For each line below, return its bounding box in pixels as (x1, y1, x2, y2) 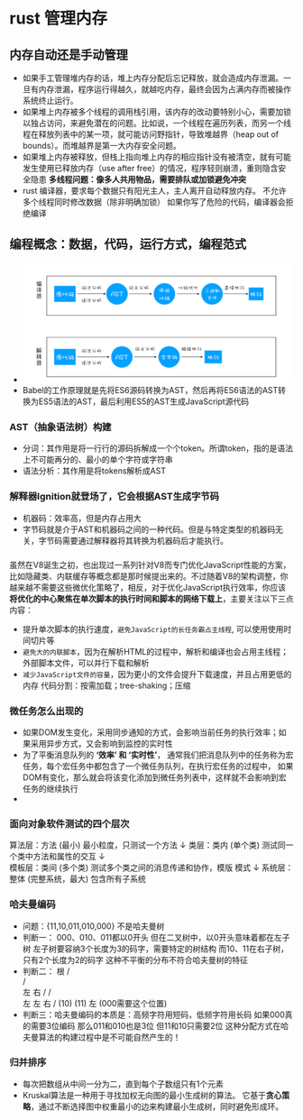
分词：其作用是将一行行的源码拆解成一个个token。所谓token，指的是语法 (22, 443, 294, 454)
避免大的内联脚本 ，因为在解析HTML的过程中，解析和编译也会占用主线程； (22, 646, 289, 656)
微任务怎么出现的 (9, 704, 84, 717)
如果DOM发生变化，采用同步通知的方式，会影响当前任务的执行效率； (22, 727, 280, 738)
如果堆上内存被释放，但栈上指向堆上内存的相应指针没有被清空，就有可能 (22, 151, 291, 162)
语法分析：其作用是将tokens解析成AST (22, 465, 167, 476)
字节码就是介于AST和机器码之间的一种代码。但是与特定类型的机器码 (22, 524, 276, 535)
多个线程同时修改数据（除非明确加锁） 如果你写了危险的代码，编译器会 (22, 197, 286, 207)
